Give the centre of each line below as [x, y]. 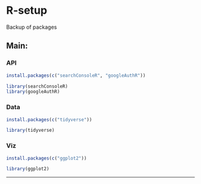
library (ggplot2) [28, 169]
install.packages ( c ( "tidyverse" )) [49, 120]
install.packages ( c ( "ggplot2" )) [46, 158]
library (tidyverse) [31, 130]
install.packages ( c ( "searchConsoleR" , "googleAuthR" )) [76, 76]
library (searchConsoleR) [37, 86]
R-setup [27, 10]
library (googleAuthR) [33, 92]
